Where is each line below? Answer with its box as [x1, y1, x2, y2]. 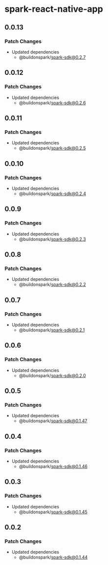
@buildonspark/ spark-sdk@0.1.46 [19, 464, 88, 469]
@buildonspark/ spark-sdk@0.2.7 [19, 54, 86, 60]
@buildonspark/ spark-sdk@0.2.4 [19, 191, 86, 197]
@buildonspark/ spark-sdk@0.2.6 [19, 100, 86, 105]
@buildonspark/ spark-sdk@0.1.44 [19, 554, 88, 560]
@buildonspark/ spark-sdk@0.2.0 [19, 372, 86, 378]
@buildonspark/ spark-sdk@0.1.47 [19, 418, 87, 424]
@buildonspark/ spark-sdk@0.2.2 [19, 282, 86, 288]
